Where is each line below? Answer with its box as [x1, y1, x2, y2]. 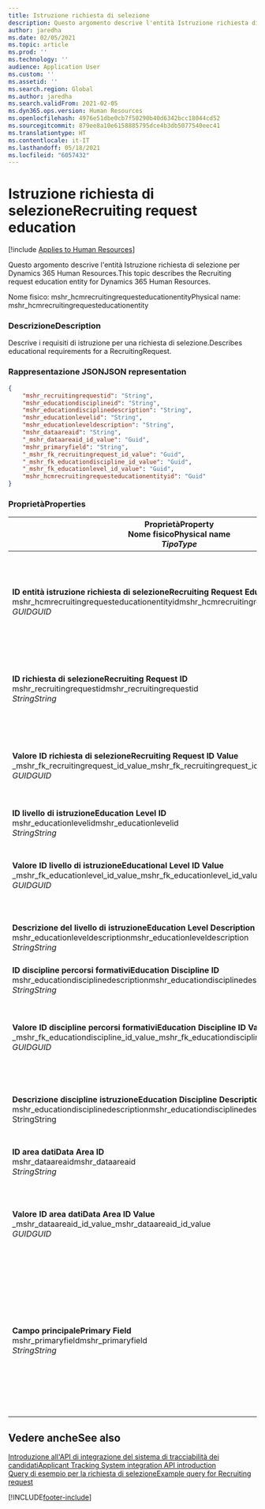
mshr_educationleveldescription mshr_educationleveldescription [12, 932, 249, 943]
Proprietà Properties [8, 499, 86, 510]
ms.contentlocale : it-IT [8, 136, 90, 145]
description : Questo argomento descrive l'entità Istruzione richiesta [8, 19, 248, 27]
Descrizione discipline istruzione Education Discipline [12, 1094, 218, 1105]
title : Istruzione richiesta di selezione [8, 11, 150, 20]
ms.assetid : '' [8, 77, 58, 85]
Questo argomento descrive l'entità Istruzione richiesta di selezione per [8, 260, 241, 269]
